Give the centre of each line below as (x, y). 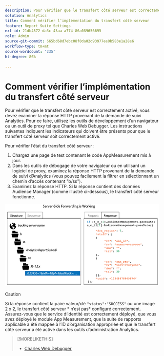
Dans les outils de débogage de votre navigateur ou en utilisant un (79, 166)
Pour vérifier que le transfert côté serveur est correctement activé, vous (77, 110)
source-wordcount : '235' (30, 51)
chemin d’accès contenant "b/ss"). (47, 181)
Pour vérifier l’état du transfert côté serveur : (50, 146)
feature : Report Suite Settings (38, 26)
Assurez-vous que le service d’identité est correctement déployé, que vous (81, 314)
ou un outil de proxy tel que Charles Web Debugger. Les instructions (74, 126)
